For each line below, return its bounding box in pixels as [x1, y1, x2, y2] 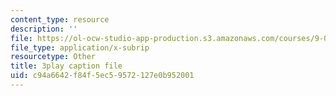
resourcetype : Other [10, 52, 97, 62]
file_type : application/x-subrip [10, 42, 150, 53]
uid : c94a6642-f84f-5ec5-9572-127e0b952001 [10, 71, 195, 81]
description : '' [10, 24, 78, 34]
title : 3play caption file [10, 61, 123, 71]
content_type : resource [10, 14, 110, 25]
